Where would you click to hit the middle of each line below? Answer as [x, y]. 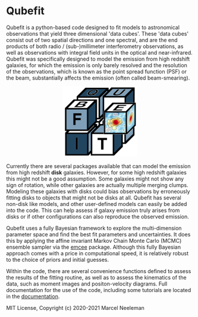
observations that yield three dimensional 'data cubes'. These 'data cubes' [98, 33]
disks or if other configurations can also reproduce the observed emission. [98, 217]
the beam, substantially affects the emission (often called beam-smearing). [98, 78]
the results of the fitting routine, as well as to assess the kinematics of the [96, 278]
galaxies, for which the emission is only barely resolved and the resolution [97, 65]
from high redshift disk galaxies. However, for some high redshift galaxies [97, 173]
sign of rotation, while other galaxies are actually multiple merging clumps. [97, 185]
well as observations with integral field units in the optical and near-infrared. [100, 52]
